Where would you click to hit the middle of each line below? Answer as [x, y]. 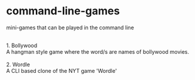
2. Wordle [18, 64]
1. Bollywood [22, 45]
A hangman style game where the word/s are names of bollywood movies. [98, 51]
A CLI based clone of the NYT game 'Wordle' [62, 70]
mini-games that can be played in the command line [70, 27]
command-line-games [63, 11]
